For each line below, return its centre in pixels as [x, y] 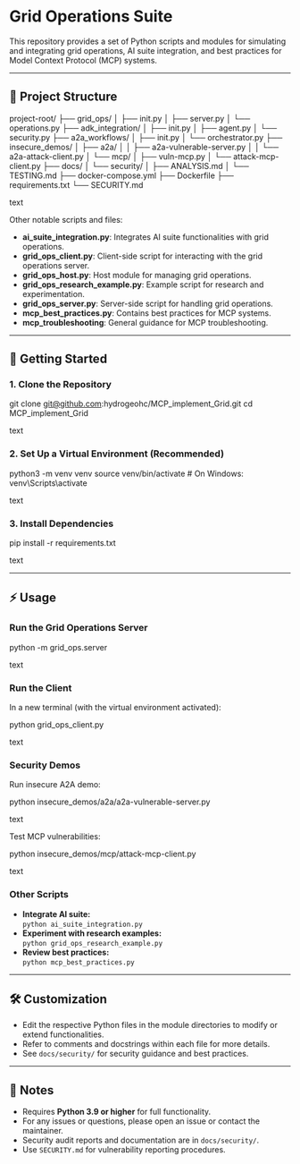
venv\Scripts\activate [48, 483]
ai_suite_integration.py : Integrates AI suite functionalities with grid [146, 237]
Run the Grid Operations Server [79, 628]
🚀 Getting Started [58, 359]
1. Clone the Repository [60, 385]
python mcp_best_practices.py [79, 962]
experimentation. [53, 293]
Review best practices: [66, 952]
